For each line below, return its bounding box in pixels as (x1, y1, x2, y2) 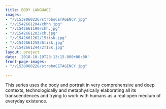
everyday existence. (5, 98, 48, 104)
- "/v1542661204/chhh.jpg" (5, 21, 62, 27)
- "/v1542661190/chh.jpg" (5, 26, 60, 31)
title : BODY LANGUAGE (5, 7, 51, 13)
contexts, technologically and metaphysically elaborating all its (5, 87, 137, 93)
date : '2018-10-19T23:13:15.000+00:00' (5, 54, 90, 60)
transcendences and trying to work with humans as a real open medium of (5, 93, 161, 99)
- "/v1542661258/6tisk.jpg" (5, 40, 65, 45)
